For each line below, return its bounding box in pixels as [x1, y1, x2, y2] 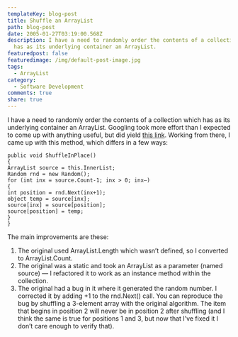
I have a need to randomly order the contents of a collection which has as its [7, 116, 230, 124]
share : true [7, 96, 42, 104]
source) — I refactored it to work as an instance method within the [17, 269, 211, 277]
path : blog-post [7, 23, 55, 31]
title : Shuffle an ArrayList [7, 17, 93, 24]
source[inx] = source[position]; [7, 201, 106, 209]
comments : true [7, 89, 52, 96]
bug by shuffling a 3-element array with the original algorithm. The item [17, 299, 227, 307]
